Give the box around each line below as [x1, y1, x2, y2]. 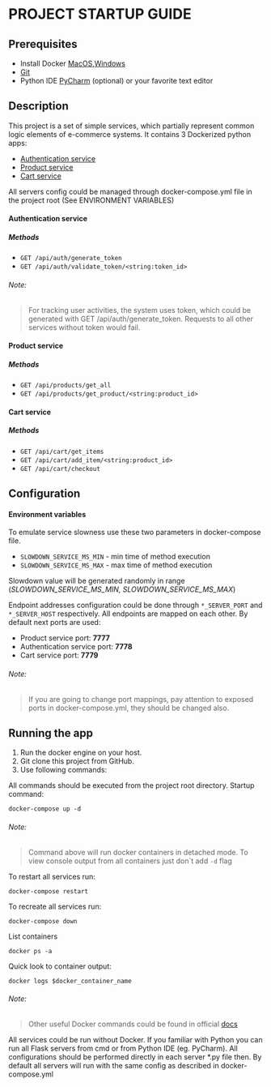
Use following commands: [19, 765, 108, 775]
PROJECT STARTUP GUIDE [8, 5, 192, 24]
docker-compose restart [8, 887, 89, 896]
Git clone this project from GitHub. [19, 756, 135, 766]
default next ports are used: [8, 618, 101, 627]
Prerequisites [8, 37, 78, 51]
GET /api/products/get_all [19, 382, 112, 390]
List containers [8, 931, 58, 941]
